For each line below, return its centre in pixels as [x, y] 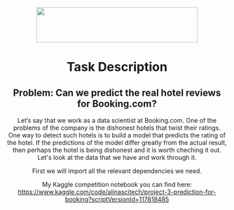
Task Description [117, 67]
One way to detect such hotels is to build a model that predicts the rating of [117, 135]
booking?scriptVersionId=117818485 [117, 199]
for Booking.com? [117, 104]
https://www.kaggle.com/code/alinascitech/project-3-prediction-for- [117, 192]
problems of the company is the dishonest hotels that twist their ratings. [117, 128]
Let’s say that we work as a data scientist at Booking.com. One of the [117, 120]
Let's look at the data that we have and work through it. [117, 157]
